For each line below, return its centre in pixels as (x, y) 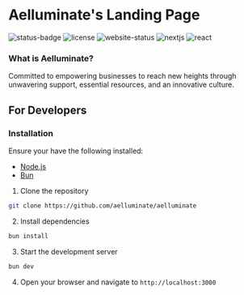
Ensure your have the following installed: (76, 151)
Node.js (33, 166)
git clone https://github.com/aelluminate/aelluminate (103, 205)
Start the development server (69, 251)
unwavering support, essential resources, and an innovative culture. (121, 85)
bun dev (21, 266)
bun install (28, 236)
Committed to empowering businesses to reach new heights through (122, 76)
